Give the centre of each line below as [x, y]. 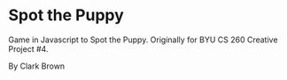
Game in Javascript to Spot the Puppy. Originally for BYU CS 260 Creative [143, 40]
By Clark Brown [37, 66]
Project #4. [28, 48]
